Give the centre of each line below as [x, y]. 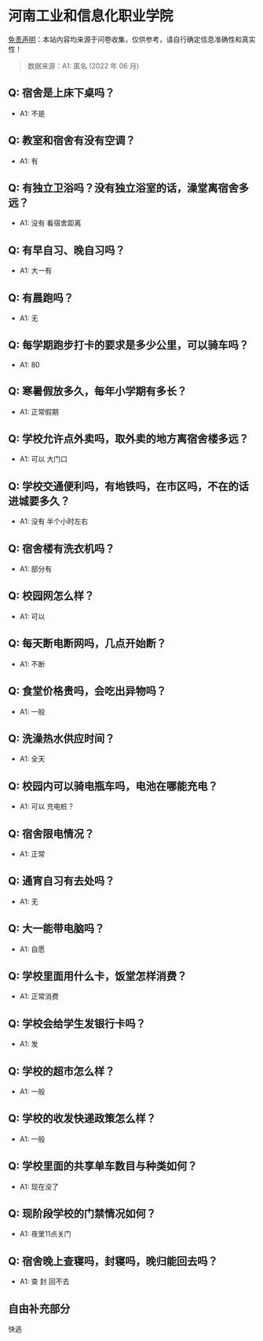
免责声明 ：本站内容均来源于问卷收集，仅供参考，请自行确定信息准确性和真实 [132, 39]
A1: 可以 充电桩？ [47, 806]
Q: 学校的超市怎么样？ [62, 1071]
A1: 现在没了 [39, 1186]
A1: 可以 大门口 [44, 459]
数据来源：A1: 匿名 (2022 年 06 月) [83, 66]
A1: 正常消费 [39, 996]
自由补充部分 [39, 1308]
